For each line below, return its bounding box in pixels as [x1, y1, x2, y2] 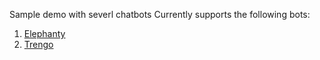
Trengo [23, 39, 54, 50]
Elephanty [23, 28, 66, 39]
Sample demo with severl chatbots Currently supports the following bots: [9, 9, 311, 20]
